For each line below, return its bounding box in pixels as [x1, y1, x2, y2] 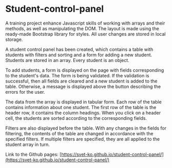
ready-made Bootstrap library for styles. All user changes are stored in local [5, 31, 166, 37]
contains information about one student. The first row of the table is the [5, 104, 157, 110]
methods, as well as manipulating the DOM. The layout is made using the [5, 25, 159, 31]
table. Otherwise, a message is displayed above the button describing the [5, 83, 161, 90]
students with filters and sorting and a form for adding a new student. [5, 52, 152, 58]
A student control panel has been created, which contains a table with [5, 46, 154, 52]
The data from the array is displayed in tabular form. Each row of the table [5, 98, 162, 105]
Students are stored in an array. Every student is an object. [5, 57, 129, 63]
